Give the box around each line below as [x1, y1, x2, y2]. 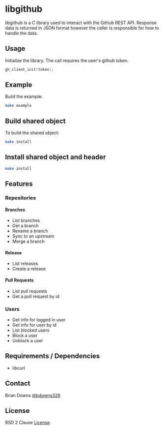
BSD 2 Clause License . [5, 420, 52, 426]
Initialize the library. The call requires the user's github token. [5, 58, 129, 63]
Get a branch [12, 223, 39, 229]
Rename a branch [12, 228, 48, 234]
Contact [5, 379, 30, 388]
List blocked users [12, 327, 50, 333]
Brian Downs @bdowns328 [5, 392, 60, 398]
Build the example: [5, 93, 43, 99]
